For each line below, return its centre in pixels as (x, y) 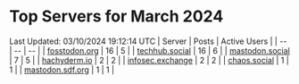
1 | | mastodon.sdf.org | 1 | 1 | (62, 70)
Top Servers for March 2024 (116, 17)
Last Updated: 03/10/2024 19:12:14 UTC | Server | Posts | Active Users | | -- (148, 41)
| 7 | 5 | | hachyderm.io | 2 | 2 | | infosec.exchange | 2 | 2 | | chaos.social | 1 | (149, 60)
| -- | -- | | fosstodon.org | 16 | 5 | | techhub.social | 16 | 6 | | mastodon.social (149, 50)
